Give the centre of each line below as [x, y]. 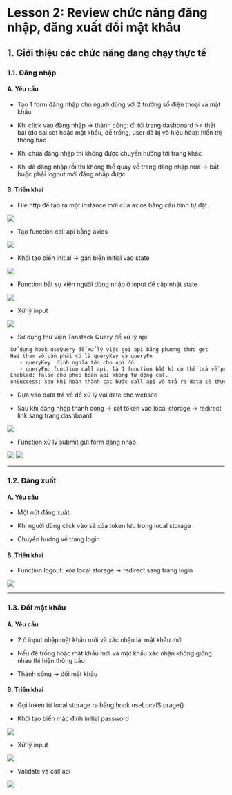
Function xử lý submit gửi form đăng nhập [77, 442]
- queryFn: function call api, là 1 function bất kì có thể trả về [118, 369]
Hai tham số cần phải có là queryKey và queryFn [81, 356]
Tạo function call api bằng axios [62, 231]
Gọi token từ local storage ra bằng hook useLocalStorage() [100, 705]
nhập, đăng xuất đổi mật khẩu [94, 27]
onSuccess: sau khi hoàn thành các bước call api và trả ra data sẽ [111, 382]
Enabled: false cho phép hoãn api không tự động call [89, 375]
